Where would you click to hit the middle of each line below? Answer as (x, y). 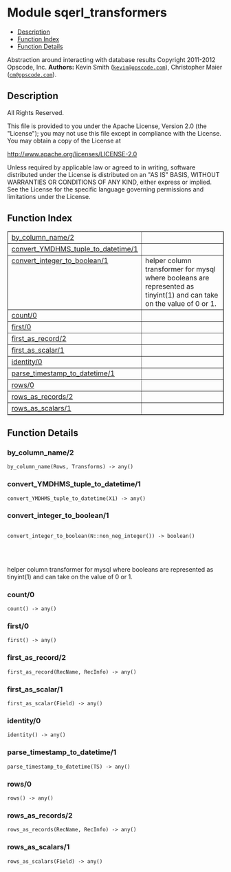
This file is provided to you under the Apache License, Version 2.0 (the (107, 126)
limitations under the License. (49, 196)
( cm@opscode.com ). (32, 74)
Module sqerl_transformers (87, 13)
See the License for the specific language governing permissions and (106, 189)
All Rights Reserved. (35, 112)
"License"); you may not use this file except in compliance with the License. (114, 133)
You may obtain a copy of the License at (64, 141)
